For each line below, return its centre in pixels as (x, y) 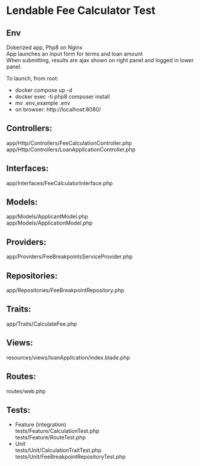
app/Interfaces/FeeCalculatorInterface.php (60, 183)
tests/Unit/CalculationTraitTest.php (58, 450)
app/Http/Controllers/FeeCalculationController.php (69, 143)
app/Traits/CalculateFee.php (42, 324)
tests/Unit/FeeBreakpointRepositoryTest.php (70, 457)
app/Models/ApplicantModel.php (47, 217)
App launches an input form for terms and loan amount (75, 54)
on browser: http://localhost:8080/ (58, 109)
